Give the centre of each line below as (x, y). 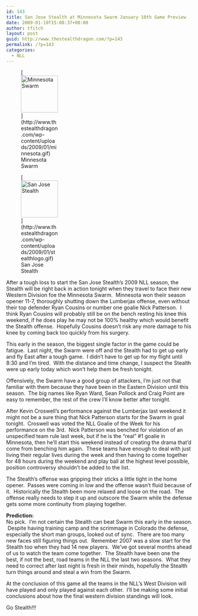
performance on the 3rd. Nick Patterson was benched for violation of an (95, 430)
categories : (21, 50)
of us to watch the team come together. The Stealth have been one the (93, 553)
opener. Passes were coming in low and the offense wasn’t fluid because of (99, 485)
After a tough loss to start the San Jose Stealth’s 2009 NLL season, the (92, 282)
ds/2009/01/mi (39, 147)
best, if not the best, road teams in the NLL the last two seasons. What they (98, 559)
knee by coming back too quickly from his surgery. (68, 332)
